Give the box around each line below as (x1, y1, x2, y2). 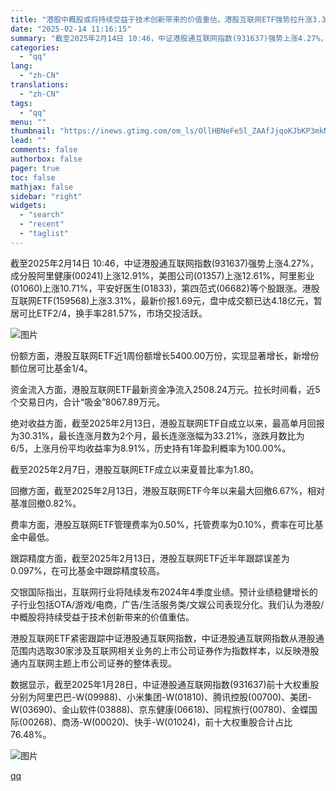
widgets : (10, 201, 47, 211)
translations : (10, 80, 70, 90)
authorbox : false (10, 154, 83, 164)
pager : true (10, 163, 60, 173)
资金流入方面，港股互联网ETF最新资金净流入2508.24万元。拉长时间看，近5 (10, 383, 321, 395)
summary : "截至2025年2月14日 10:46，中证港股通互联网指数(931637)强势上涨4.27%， (10, 33, 328, 43)
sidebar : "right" (10, 191, 83, 201)
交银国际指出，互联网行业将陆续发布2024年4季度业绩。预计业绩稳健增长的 (10, 586, 318, 598)
